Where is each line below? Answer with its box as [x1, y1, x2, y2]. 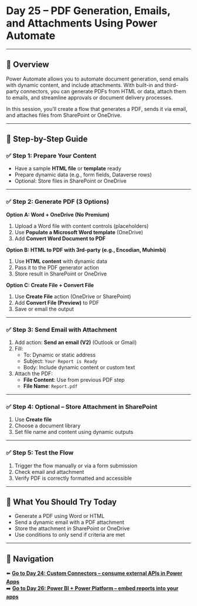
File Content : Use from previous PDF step [23, 376, 125, 383]
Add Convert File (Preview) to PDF [14, 299, 100, 306]
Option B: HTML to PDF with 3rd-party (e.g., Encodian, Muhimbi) [6, 246, 167, 253]
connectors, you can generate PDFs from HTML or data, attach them [20, 87, 186, 95]
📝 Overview [6, 60, 49, 70]
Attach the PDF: [14, 370, 53, 377]
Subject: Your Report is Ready [23, 358, 98, 365]
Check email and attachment [14, 468, 84, 475]
